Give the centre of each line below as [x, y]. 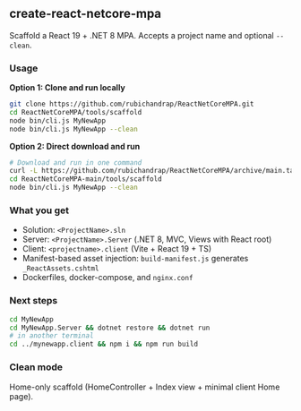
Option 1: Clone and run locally [67, 88]
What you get [39, 210]
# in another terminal [52, 336]
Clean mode [36, 367]
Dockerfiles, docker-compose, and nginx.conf [107, 278]
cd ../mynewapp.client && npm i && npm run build [104, 344]
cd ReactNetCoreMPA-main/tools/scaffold [86, 179]
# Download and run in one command [76, 163]
